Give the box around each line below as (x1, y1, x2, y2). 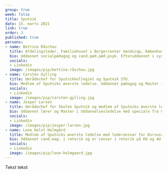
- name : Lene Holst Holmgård (5, 127, 66, 132)
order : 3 (5, 30, 23, 35)
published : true (5, 35, 39, 40)
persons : (5, 40, 23, 45)
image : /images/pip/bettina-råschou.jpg (9, 68, 94, 73)
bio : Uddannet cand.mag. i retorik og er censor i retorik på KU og (9, 137, 155, 142)
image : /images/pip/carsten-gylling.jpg (9, 95, 94, 100)
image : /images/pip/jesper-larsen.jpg (9, 123, 90, 128)
